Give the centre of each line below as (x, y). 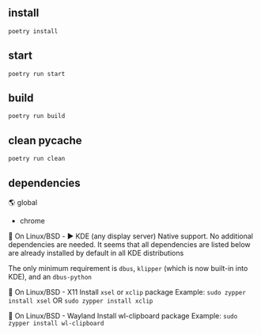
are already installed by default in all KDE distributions (96, 253)
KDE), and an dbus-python (50, 277)
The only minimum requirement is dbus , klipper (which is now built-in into (128, 268)
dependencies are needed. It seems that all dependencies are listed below (129, 245)
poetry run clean (37, 159)
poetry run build (37, 116)
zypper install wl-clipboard (56, 324)
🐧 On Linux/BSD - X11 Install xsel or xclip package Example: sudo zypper (127, 292)
